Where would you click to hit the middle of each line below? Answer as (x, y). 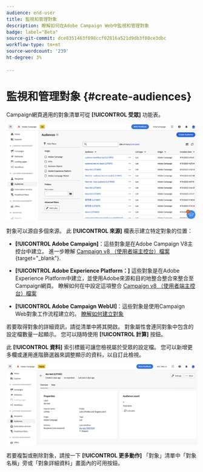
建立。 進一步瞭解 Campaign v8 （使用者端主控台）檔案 (101, 251)
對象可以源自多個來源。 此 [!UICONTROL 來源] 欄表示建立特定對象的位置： (99, 231)
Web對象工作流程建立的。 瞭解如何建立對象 (69, 314)
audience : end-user (31, 13)
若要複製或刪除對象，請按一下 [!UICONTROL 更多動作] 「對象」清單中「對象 (101, 455)
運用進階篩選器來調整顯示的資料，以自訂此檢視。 (83, 354)
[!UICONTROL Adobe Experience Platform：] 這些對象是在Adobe (97, 270)
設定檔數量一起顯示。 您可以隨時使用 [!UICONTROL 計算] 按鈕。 (86, 334)
